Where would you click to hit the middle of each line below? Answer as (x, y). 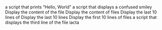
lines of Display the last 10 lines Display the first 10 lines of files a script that (81, 17)
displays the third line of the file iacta (42, 22)
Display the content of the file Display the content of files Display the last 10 (81, 12)
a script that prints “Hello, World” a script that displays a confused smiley (79, 7)
